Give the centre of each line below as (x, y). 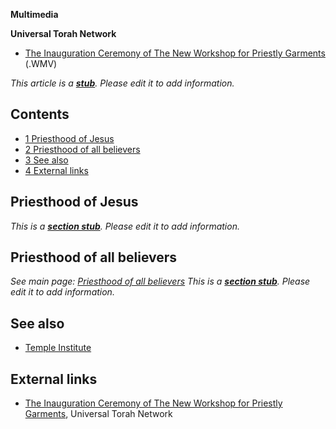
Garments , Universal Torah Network (98, 414)
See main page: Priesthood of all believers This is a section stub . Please (160, 281)
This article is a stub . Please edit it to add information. (122, 83)
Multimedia (34, 14)
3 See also (46, 160)
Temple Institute (58, 348)
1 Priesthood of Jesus (69, 138)
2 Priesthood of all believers (82, 149)
